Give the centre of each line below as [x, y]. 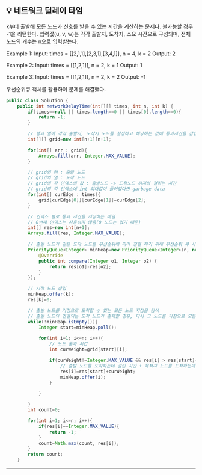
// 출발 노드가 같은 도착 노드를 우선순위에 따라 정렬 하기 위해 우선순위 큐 [109, 244]
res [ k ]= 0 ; [40, 300]
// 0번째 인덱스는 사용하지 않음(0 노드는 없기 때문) [84, 222]
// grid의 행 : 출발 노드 [57, 172]
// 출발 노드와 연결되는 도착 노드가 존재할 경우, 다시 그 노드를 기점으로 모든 [112, 316]
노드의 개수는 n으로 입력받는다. [42, 41]
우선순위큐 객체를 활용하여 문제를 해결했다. [56, 89]
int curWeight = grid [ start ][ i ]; [88, 350]
